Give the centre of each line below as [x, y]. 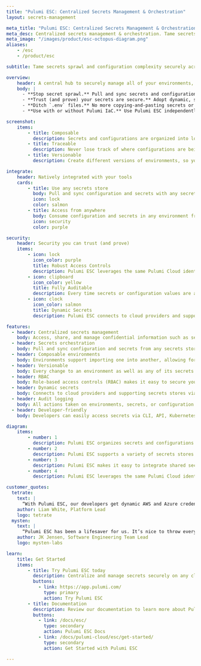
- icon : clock [45, 299]
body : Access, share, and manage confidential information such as [103, 338]
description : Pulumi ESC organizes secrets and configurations [113, 443]
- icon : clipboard [51, 277]
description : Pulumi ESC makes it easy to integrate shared [109, 465]
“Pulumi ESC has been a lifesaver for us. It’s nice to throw [101, 532]
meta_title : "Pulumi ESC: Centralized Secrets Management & [83, 28]
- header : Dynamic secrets [45, 388]
